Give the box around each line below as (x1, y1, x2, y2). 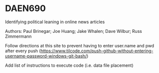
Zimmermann (5, 33, 32, 39)
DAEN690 (5, 3, 46, 14)
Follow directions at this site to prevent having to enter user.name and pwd (5, 43, 155, 48)
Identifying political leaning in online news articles (5, 19, 105, 25)
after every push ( (5, 48, 41, 54)
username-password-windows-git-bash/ (5, 53, 87, 58)
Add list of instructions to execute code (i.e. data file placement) (5, 62, 134, 68)
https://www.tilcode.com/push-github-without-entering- (40, 48, 154, 54)
